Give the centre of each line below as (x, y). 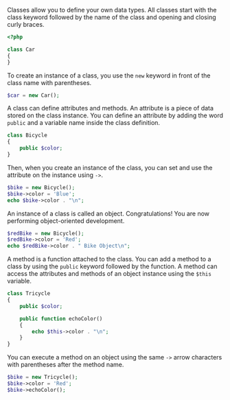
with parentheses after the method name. (66, 365)
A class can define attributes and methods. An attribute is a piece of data (111, 108)
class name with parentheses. (49, 82)
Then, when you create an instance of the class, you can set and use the (110, 167)
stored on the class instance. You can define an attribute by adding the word (115, 115)
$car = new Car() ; (33, 95)
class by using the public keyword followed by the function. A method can (112, 266)
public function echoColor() (61, 318)
